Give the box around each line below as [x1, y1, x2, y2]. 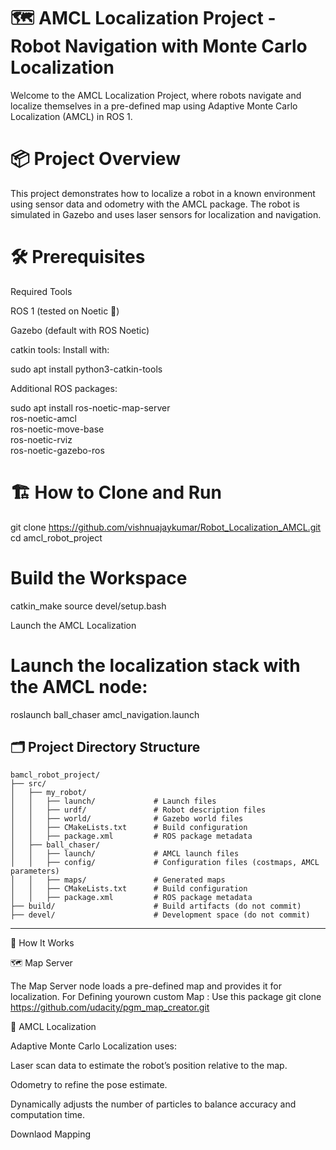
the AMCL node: [10, 675, 148, 698]
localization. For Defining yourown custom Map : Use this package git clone [10, 991, 322, 1003]
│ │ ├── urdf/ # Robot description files [10, 805, 267, 815]
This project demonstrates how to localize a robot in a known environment [10, 187, 316, 199]
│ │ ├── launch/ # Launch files [10, 796, 217, 807]
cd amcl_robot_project [10, 531, 103, 544]
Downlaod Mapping [10, 1128, 92, 1140]
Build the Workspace [10, 566, 188, 589]
